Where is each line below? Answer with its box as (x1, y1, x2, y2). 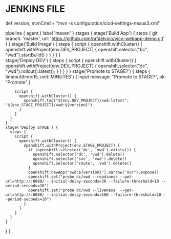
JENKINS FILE (5, 3, 66, 15)
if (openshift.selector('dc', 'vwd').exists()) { (28, 147, 137, 152)
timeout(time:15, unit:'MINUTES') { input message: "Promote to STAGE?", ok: (5, 73, 166, 79)
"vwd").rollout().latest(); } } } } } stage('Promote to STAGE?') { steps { (5, 68, 151, 74)
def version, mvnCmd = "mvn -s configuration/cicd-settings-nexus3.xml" (5, 20, 160, 26)
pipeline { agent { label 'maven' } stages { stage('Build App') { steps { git (5, 30, 158, 36)
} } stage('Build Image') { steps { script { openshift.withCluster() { (5, 41, 142, 47)
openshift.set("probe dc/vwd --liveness (28, 188, 116, 193)
